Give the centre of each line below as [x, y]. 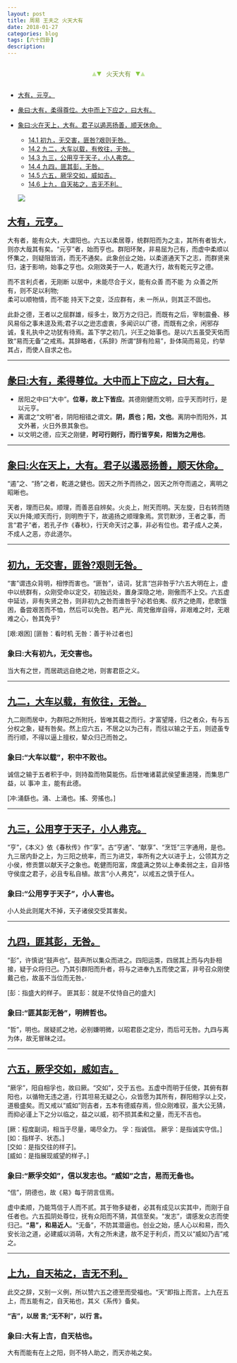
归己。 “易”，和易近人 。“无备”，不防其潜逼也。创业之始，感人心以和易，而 [115, 1225]
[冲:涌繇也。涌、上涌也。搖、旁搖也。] [62, 798]
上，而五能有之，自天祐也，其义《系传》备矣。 [75, 1301]
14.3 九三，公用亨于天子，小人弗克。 [81, 157]
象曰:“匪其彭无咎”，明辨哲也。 [59, 1013]
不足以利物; [42, 290]
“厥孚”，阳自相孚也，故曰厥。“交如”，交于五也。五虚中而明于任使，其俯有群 [118, 1088]
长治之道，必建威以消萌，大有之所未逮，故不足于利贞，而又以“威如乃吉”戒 [121, 1234]
